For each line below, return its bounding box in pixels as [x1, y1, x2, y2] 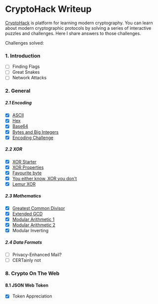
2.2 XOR [5, 146, 23, 152]
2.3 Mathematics [5, 193, 41, 199]
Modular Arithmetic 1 [12, 216, 55, 222]
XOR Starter [12, 158, 37, 164]
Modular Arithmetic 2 [12, 222, 56, 228]
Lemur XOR [12, 181, 36, 187]
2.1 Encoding [5, 100, 32, 105]
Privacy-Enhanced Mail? [12, 252, 62, 258]
